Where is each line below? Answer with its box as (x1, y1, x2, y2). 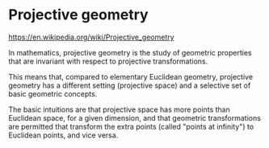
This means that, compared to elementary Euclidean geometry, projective (8, 72, 253, 81)
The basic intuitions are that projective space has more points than (8, 105, 230, 114)
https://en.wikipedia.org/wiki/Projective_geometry (8, 32, 175, 42)
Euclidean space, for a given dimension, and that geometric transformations (8, 113, 261, 122)
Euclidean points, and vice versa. (8, 130, 119, 140)
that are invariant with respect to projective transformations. (8, 56, 208, 66)
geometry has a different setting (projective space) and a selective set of (8, 80, 251, 90)
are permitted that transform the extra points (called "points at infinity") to (8, 121, 254, 131)
